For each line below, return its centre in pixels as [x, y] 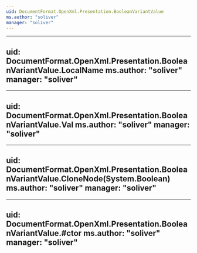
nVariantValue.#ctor [44, 233]
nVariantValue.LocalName [55, 70]
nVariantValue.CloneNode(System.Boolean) [88, 179]
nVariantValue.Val [40, 124]
